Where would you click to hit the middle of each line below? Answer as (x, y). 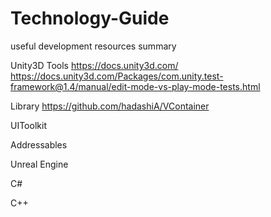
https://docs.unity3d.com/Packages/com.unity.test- (117, 76)
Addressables (39, 144)
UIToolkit (28, 125)
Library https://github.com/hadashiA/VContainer (110, 106)
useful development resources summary (93, 46)
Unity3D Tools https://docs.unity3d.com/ (94, 65)
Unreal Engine (39, 164)
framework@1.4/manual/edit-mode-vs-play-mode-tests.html (135, 86)
